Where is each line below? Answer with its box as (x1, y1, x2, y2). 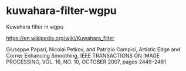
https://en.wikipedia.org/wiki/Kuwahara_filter (6, 34, 114, 41)
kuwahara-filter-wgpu (6, 4, 117, 17)
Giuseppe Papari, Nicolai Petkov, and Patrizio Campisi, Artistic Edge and (6, 45, 181, 53)
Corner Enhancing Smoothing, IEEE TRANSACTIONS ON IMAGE (6, 52, 160, 59)
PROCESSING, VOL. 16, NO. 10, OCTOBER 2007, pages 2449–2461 (6, 58, 166, 65)
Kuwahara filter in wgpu (6, 23, 63, 30)
